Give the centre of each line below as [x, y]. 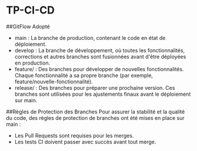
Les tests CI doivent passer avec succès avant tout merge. [85, 142]
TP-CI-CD [30, 10]
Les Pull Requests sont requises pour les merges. [74, 135]
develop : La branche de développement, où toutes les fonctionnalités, [100, 50]
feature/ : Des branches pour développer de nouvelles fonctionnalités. [99, 69]
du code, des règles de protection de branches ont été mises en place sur [95, 118]
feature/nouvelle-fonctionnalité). [54, 81]
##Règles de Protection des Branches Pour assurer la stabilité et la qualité [96, 112]
